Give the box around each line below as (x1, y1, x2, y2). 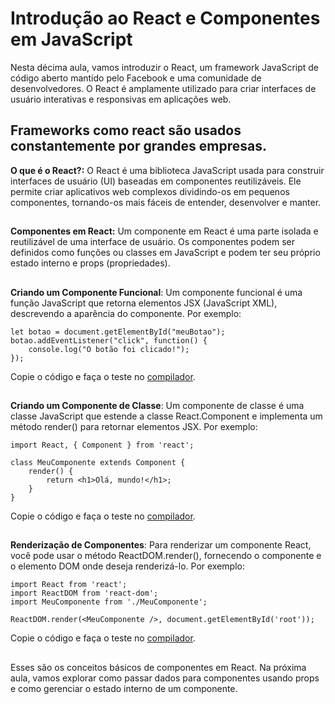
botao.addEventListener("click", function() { (10, 335, 208, 346)
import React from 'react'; (10, 580, 128, 590)
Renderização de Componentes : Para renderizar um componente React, (10, 539, 312, 551)
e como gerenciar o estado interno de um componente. (10, 682, 238, 694)
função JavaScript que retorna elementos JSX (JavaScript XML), (10, 297, 278, 309)
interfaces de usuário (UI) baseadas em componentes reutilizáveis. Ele (10, 175, 302, 187)
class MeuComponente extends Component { (10, 457, 186, 467)
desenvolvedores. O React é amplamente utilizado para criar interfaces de (10, 82, 317, 94)
